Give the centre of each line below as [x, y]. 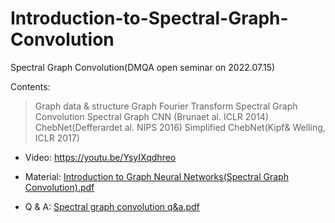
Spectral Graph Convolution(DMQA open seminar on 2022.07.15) [143, 67]
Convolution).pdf [59, 187]
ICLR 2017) [57, 138]
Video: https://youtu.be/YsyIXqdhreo [100, 157]
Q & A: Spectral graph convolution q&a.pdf [112, 206]
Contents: [30, 86]
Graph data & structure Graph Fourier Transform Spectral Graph [166, 106]
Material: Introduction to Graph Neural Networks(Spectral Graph [156, 176]
